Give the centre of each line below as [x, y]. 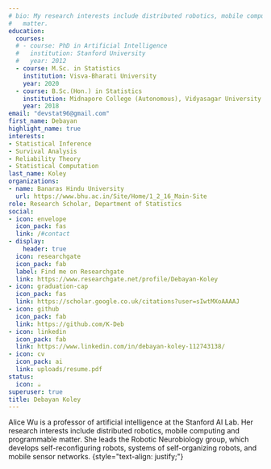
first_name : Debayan [43, 121]
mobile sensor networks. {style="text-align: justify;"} [96, 457]
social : [21, 211]
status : [21, 377]
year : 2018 [41, 106]
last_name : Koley [38, 174]
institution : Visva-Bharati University [90, 76]
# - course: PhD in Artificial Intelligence [92, 46]
